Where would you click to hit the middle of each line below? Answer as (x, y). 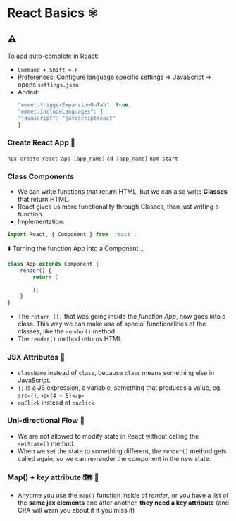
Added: (28, 92)
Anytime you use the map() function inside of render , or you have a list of (123, 496)
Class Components (41, 176)
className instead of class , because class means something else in (116, 372)
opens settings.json (48, 85)
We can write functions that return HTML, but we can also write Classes (122, 192)
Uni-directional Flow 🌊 (46, 421)
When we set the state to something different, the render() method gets (122, 451)
